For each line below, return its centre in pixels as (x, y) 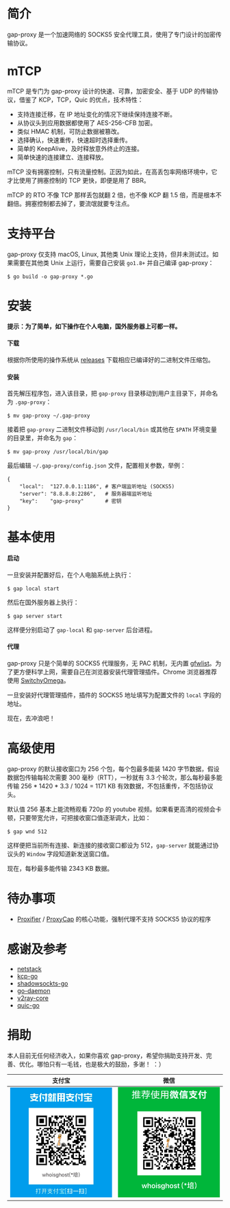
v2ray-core (33, 998)
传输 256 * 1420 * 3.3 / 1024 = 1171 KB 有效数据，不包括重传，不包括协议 (110, 786)
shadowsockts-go (42, 983)
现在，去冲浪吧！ (31, 718)
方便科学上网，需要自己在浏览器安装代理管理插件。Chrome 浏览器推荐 (118, 672)
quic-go (28, 1005)
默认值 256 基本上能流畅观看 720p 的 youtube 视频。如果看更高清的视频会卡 (114, 809)
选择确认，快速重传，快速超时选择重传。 (74, 140)
